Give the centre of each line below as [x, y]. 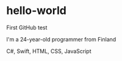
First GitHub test [27, 27]
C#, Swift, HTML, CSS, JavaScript [49, 51]
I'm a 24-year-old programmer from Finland [61, 39]
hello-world [37, 11]
